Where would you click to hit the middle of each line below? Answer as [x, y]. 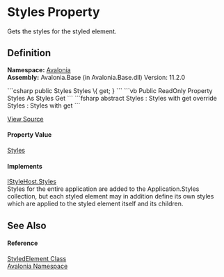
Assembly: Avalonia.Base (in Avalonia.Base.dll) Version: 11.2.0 [96, 77]
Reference [23, 243]
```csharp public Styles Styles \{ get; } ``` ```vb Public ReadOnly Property [110, 90]
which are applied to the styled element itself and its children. [95, 204]
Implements [25, 166]
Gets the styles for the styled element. [62, 31]
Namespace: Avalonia [39, 69]
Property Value [30, 135]
